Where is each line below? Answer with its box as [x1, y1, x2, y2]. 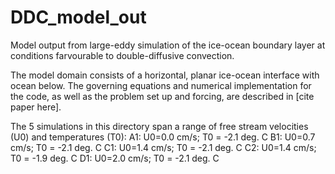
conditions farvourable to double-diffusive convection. [10, 49, 235, 61]
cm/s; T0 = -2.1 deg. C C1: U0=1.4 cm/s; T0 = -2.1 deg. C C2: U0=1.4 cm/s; [10, 141, 317, 153]
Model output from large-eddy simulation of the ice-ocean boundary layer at [10, 39, 326, 51]
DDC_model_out [10, 6, 147, 29]
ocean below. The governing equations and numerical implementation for [10, 79, 312, 91]
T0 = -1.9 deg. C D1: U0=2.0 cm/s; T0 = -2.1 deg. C [10, 152, 220, 164]
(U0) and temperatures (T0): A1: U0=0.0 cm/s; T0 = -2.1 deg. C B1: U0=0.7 [10, 131, 316, 143]
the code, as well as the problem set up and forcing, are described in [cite [10, 90, 315, 102]
